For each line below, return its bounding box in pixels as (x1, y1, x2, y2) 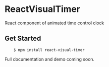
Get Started (4, 34, 41, 43)
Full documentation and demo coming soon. (4, 56, 95, 62)
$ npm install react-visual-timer (13, 47, 85, 53)
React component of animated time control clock (4, 20, 105, 26)
